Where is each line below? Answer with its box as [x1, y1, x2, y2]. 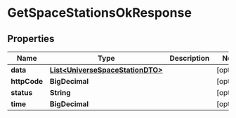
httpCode [11, 77, 44, 86]
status [11, 88, 33, 97]
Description [169, 54, 210, 63]
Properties [7, 33, 55, 45]
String [49, 88, 72, 97]
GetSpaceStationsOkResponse [7, 5, 192, 21]
